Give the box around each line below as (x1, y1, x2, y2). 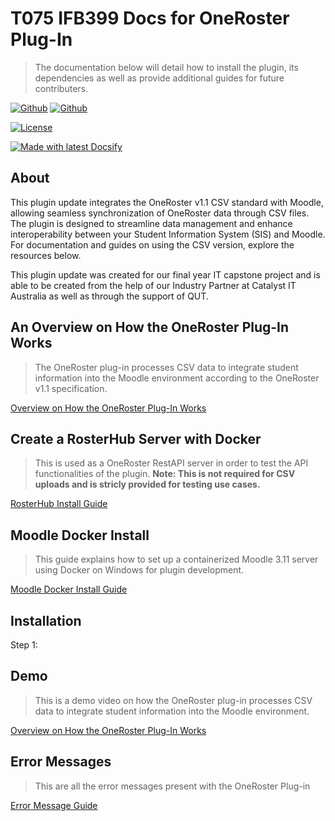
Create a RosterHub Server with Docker (10, 430, 262, 447)
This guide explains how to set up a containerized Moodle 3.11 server (34, 553, 319, 566)
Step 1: (10, 639, 38, 651)
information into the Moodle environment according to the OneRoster (34, 372, 320, 384)
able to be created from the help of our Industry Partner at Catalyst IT (10, 279, 297, 291)
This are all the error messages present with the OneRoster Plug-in (34, 780, 311, 792)
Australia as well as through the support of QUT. (10, 290, 209, 302)
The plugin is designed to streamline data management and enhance (10, 217, 293, 229)
